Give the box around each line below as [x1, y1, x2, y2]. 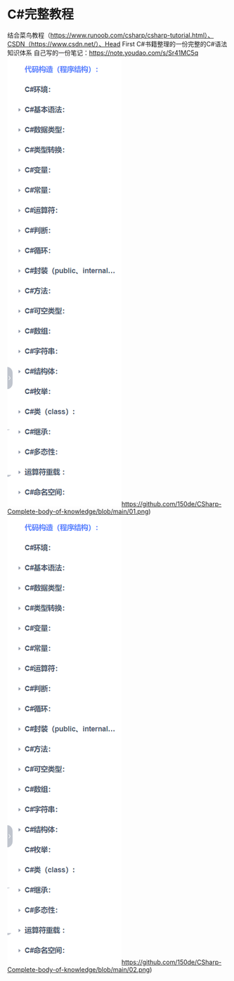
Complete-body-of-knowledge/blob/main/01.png [7, 507, 149, 515]
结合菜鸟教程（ [7, 31, 51, 39]
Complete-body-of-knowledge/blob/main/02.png [7, 965, 150, 973]
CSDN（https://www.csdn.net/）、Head [7, 39, 121, 48]
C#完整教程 [7, 6, 74, 22]
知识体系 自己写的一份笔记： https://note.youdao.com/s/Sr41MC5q [7, 48, 199, 57]
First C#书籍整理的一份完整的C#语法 [122, 39, 228, 48]
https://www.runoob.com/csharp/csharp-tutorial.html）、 [50, 31, 214, 39]
